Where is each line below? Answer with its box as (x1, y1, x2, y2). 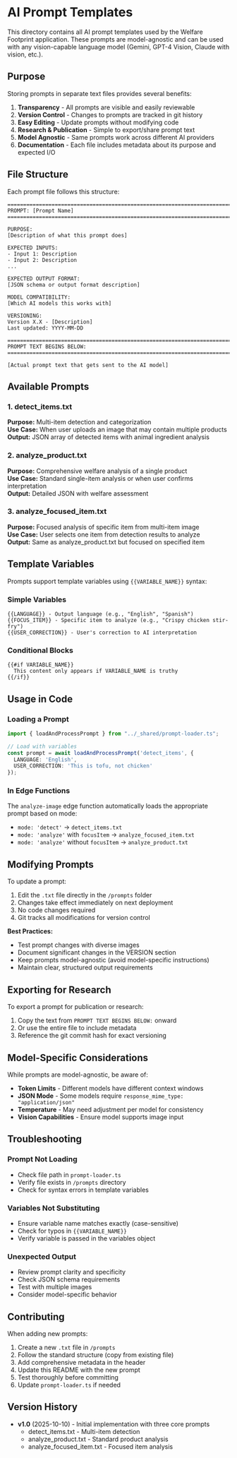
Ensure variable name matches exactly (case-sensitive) (17, 1219, 178, 1227)
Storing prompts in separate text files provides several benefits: (7, 89, 192, 97)
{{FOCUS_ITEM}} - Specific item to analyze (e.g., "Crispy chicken (7, 616, 210, 623)
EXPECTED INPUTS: (7, 244, 59, 251)
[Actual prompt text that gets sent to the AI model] (7, 361, 169, 369)
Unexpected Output (7, 1251, 76, 1261)
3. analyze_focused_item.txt (7, 506, 107, 516)
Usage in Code (7, 693, 73, 705)
